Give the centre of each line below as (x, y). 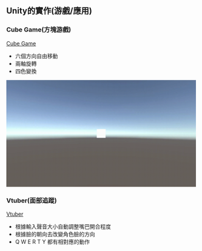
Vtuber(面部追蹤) (32, 201)
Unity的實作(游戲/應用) (49, 11)
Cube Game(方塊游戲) (39, 30)
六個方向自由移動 (36, 56)
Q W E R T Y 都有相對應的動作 (52, 242)
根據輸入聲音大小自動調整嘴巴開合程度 (63, 227)
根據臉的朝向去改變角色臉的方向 (55, 234)
